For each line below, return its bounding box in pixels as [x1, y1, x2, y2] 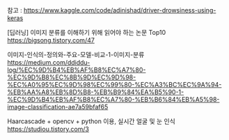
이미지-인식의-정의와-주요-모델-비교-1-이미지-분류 [7, 51, 145, 59]
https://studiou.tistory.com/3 [7, 125, 89, 133]
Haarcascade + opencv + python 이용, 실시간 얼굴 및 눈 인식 [7, 117, 175, 125]
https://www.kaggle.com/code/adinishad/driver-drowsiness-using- [23, 6, 216, 14]
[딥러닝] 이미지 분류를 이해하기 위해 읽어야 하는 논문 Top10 [7, 29, 166, 36]
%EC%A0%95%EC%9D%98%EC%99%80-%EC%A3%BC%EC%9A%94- [7, 81, 222, 88]
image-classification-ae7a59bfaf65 [7, 103, 109, 111]
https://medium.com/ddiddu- [7, 59, 90, 66]
